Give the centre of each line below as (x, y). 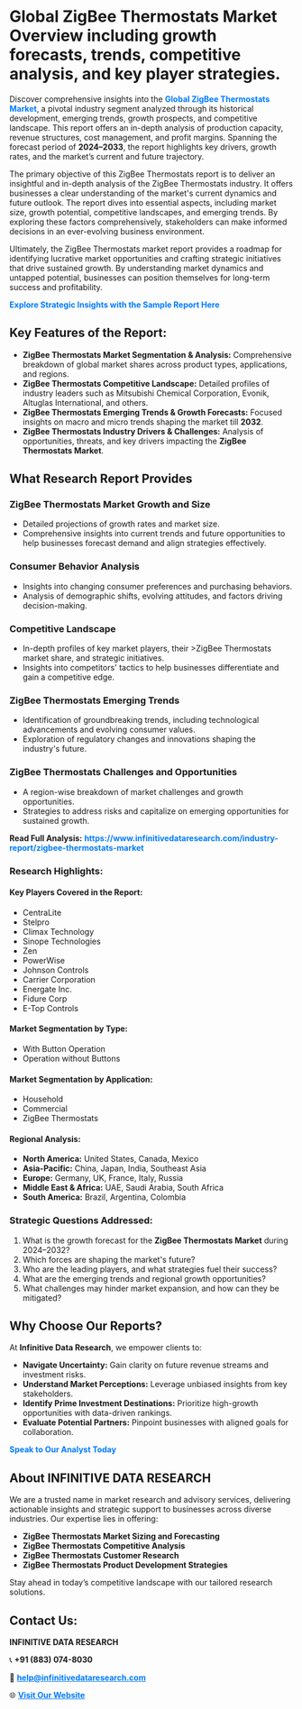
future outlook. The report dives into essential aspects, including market (143, 202)
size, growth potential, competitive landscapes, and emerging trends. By (144, 212)
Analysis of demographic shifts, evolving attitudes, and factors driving (152, 596)
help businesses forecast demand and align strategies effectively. (144, 544)
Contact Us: (44, 1620)
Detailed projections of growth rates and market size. (121, 524)
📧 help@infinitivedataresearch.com (78, 1677)
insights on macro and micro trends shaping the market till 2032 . (143, 422)
